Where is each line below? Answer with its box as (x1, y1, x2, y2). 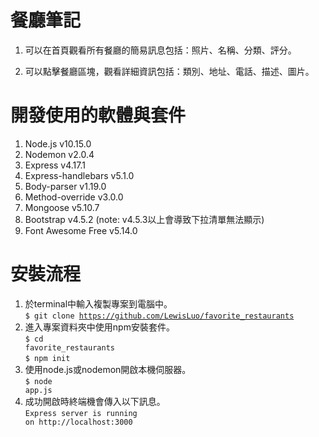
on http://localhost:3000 (24, 417, 133, 427)
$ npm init (24, 353, 71, 363)
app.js (24, 385, 53, 395)
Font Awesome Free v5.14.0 (24, 224, 138, 236)
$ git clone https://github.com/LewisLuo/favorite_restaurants (24, 311, 295, 321)
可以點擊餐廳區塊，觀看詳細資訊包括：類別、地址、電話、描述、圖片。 (24, 65, 315, 77)
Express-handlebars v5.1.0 (24, 169, 135, 181)
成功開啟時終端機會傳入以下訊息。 (24, 395, 166, 407)
